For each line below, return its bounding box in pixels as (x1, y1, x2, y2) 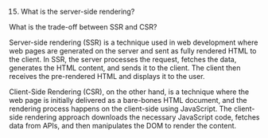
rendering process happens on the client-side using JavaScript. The (9, 104, 233, 113)
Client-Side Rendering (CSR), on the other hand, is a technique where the (9, 87, 250, 97)
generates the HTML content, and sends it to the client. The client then (9, 63, 241, 73)
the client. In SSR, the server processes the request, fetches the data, (9, 55, 237, 64)
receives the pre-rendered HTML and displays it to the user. (9, 72, 205, 81)
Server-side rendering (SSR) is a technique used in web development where (9, 37, 258, 47)
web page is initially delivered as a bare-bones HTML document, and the (9, 96, 247, 104)
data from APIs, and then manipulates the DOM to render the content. (9, 121, 237, 130)
